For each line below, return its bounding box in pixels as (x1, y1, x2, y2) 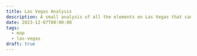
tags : (6, 24, 19, 31)
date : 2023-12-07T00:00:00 (6, 19, 72, 25)
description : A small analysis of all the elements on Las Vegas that (6, 14, 182, 20)
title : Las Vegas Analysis (6, 8, 72, 15)
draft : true (6, 41, 35, 47)
